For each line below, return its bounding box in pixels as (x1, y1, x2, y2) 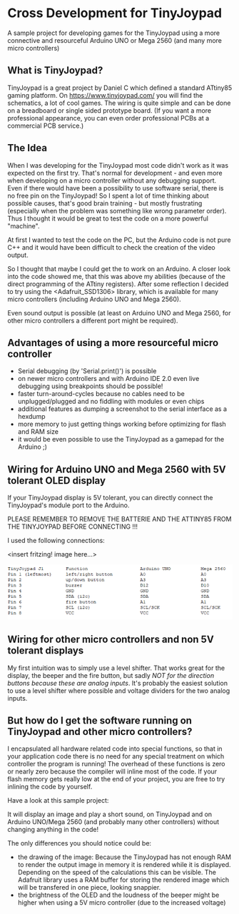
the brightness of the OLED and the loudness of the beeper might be (17, 890, 220, 900)
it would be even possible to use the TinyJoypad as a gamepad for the (17, 435, 225, 444)
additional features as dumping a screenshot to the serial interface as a (17, 405, 227, 413)
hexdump (17, 412, 46, 421)
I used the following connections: (7, 537, 105, 545)
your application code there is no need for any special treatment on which (7, 752, 225, 761)
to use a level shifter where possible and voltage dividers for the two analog (7, 686, 230, 695)
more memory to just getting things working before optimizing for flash (17, 420, 226, 429)
